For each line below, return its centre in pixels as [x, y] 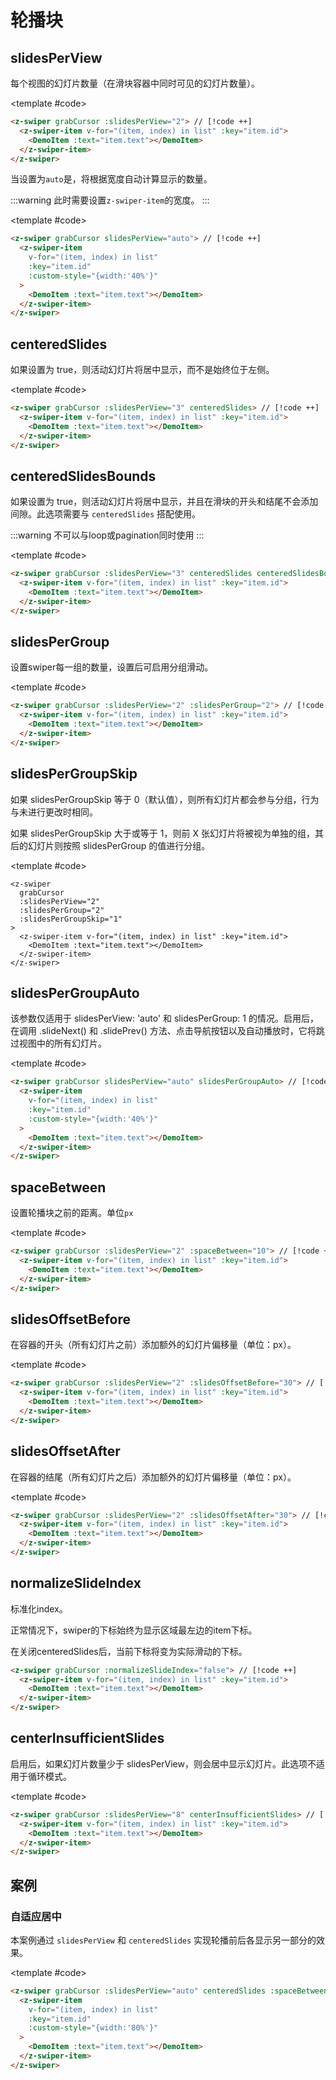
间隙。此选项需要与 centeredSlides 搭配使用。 [106, 514]
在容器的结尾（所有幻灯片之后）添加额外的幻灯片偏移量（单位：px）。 [153, 1477]
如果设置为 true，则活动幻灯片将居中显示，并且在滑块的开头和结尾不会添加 [164, 502]
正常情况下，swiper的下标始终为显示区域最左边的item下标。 [134, 1630]
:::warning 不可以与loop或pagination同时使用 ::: [107, 535]
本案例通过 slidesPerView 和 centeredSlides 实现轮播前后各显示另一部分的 [163, 1940]
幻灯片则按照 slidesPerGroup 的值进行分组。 [119, 845]
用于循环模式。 [41, 1776]
